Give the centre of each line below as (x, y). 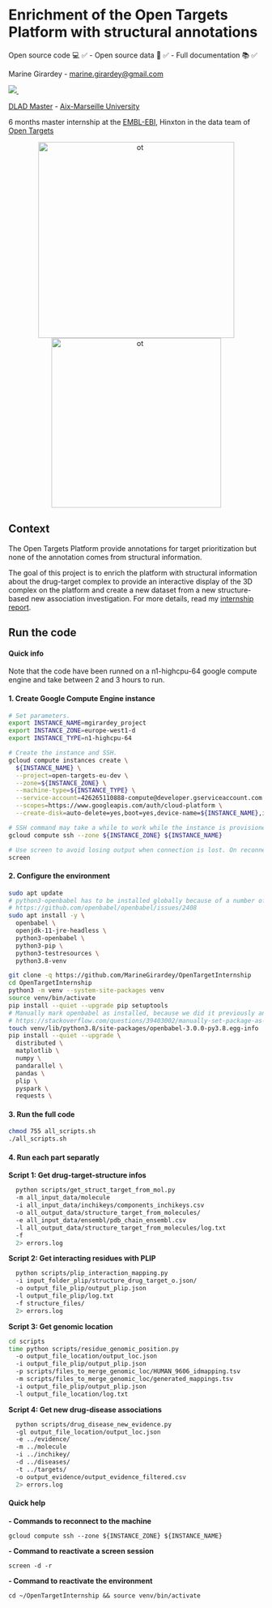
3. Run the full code (42, 1114)
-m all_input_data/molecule (63, 1198)
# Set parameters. (39, 716)
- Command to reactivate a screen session (81, 1550)
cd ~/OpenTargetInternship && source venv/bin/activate (104, 1595)
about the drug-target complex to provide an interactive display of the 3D (131, 581)
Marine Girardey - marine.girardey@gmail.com (86, 74)
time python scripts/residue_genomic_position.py (94, 1349)
